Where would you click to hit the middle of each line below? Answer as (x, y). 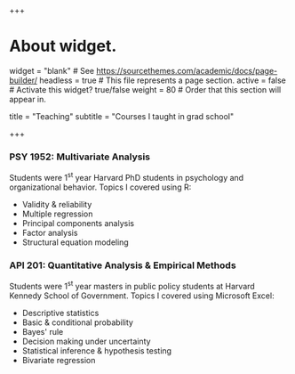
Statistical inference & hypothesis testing (96, 350)
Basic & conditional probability (77, 322)
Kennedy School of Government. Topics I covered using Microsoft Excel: (142, 296)
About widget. (63, 46)
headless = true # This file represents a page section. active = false (163, 80)
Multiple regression (57, 214)
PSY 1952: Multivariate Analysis (80, 157)
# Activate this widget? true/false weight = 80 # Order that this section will (145, 89)
